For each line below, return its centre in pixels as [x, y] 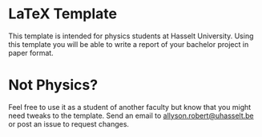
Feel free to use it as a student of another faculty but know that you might [130, 107]
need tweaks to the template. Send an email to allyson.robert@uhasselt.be [131, 115]
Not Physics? [53, 85]
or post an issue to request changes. [69, 123]
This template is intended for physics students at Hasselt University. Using [131, 36]
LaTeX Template [63, 14]
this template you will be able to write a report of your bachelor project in [129, 44]
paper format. [31, 53]
